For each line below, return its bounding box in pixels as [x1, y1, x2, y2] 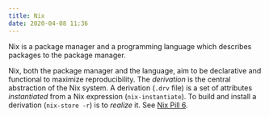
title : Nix [8, 11, 45, 20]
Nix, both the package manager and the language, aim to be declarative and [8, 65, 262, 75]
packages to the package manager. [8, 50, 127, 60]
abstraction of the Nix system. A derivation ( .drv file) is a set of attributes [8, 82, 253, 93]
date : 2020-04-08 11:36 [8, 19, 89, 27]
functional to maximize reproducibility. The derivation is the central [8, 74, 231, 84]
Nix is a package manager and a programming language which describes [8, 41, 252, 51]
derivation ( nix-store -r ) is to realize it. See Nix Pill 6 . [8, 100, 188, 110]
